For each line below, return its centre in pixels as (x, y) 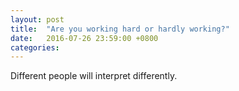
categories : (35, 47)
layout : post (37, 19)
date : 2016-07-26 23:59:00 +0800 (84, 38)
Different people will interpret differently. (94, 76)
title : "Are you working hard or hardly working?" (120, 29)
